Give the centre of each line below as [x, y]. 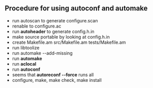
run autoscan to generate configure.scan [55, 20]
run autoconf [26, 69]
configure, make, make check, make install [57, 80]
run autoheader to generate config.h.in [53, 31]
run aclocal [24, 64]
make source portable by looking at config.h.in [61, 37]
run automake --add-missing [42, 53]
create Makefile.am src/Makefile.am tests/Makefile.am [69, 42]
